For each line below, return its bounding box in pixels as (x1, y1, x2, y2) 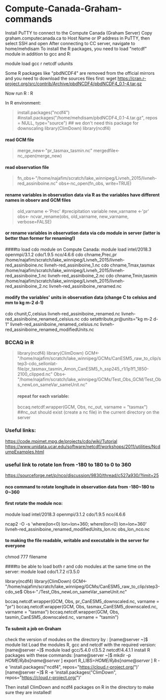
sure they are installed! (5, 690, 52, 696)
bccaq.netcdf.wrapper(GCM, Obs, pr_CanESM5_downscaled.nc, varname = (5, 598, 160, 604)
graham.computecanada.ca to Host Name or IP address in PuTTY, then (5, 35, 150, 41)
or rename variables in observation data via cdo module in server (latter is (5, 230, 161, 236)
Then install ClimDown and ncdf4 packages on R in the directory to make (5, 684, 154, 690)
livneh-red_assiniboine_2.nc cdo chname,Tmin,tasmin (48, 272, 158, 278)
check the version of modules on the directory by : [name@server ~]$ (5, 637, 148, 643)
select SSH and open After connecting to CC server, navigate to (5, 40, 135, 46)
